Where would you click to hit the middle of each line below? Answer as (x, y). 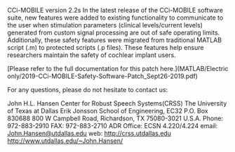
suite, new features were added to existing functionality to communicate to (115, 18)
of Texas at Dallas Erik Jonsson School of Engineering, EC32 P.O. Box (108, 111)
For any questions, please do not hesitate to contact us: (88, 90)
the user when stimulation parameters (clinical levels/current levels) (105, 25)
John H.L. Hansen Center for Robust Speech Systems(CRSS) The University (117, 103)
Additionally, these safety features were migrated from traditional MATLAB (115, 40)
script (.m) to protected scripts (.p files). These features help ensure (106, 47)
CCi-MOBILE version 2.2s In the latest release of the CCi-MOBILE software (115, 10)
